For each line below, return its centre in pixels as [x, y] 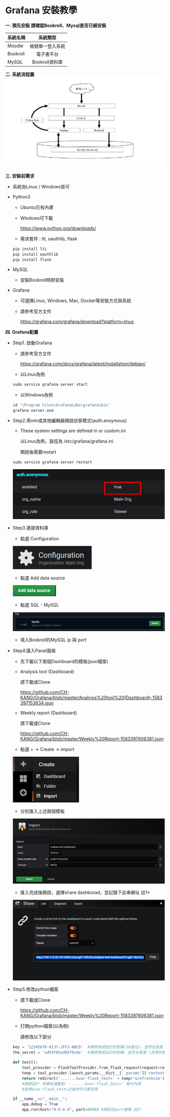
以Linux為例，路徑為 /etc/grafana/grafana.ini [67, 441]
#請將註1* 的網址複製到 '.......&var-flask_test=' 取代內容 [81, 1084]
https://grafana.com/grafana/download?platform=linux [77, 321]
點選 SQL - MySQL [39, 605]
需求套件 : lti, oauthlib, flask [49, 239]
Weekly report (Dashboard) [49, 713]
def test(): [25, 1062]
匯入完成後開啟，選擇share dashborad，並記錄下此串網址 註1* [85, 892]
